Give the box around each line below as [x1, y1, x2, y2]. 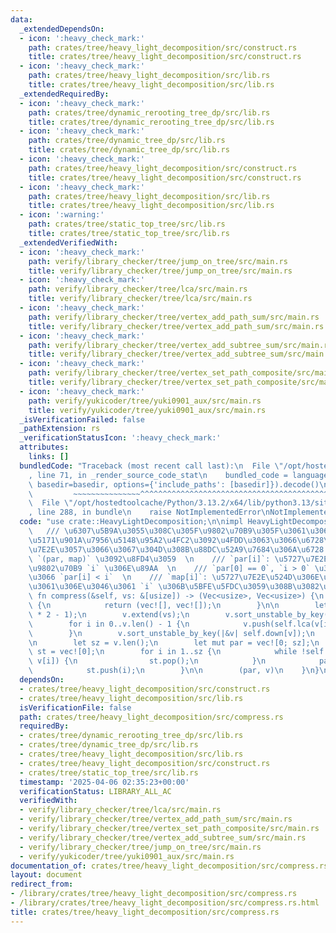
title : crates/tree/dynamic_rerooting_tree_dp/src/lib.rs [28, 117, 275, 127]
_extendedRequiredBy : [19, 89, 110, 99]
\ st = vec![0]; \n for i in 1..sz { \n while [28, 647, 298, 657]
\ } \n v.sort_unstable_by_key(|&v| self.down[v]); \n [28, 628, 315, 638]
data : [10, 14, 33, 25]
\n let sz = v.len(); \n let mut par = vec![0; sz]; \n [28, 637, 320, 648]
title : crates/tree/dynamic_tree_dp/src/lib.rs [28, 145, 230, 155]
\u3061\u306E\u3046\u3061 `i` [28, 582, 155, 592]
